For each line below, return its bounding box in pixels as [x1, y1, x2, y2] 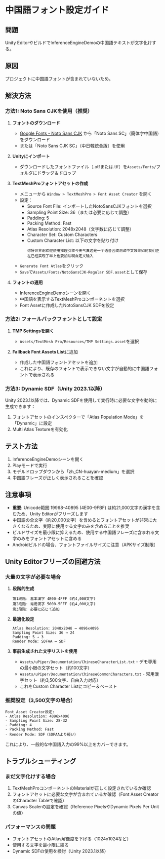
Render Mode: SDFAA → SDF [12, 639, 66, 644]
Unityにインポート [12, 153, 50, 159]
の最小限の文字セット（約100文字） [19, 665, 92, 671]
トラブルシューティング [5, 757, 77, 766]
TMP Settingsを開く [12, 328, 54, 334]
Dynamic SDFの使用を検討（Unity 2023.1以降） [12, 848, 109, 854]
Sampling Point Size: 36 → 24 [12, 630, 75, 635]
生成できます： [5, 403, 36, 410]
